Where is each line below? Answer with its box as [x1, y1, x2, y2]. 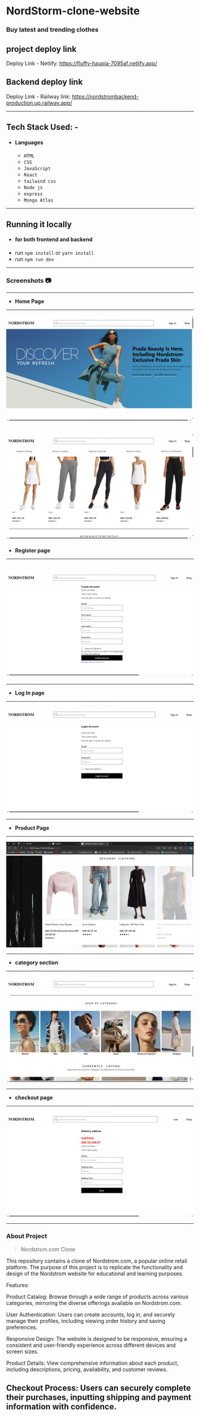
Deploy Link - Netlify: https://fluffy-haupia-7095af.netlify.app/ [6, 60, 158, 67]
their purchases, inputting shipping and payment [6, 1392, 192, 1403]
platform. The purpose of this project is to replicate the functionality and [6, 1263, 183, 1270]
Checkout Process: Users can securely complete [6, 1383, 192, 1393]
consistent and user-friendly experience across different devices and [6, 1341, 176, 1349]
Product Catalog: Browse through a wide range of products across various [6, 1293, 189, 1300]
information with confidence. [6, 1402, 117, 1412]
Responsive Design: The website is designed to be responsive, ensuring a [6, 1335, 187, 1342]
